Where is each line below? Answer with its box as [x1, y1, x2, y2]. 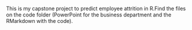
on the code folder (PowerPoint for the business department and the [6, 11, 171, 18]
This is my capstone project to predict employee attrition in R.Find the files [6, 5, 186, 12]
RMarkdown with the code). [6, 18, 73, 24]
